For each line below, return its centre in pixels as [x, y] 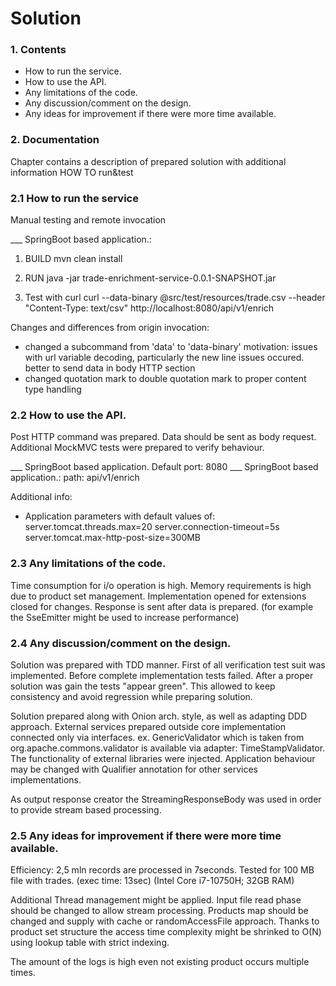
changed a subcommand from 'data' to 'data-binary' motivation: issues [171, 347]
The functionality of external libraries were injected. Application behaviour [163, 758]
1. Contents [38, 50]
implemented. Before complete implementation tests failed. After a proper [162, 675]
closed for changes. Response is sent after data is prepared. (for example [162, 606]
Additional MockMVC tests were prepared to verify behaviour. [137, 448]
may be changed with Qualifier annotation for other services [134, 769]
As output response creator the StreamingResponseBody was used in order [166, 799]
